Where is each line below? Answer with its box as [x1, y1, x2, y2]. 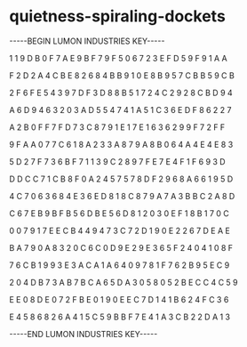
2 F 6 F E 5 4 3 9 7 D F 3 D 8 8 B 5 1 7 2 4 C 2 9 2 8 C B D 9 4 [9, 87, 233, 98]
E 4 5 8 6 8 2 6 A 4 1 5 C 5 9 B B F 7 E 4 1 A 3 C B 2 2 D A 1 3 [9, 311, 231, 322]
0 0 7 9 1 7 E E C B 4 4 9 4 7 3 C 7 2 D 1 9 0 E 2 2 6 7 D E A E [9, 225, 231, 236]
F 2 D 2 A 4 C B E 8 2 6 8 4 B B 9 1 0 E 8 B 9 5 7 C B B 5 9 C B [9, 69, 235, 81]
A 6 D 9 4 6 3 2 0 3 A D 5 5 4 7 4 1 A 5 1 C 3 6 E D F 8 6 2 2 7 [9, 104, 232, 115]
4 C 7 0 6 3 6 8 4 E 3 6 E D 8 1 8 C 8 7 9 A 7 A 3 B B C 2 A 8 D [9, 190, 235, 201]
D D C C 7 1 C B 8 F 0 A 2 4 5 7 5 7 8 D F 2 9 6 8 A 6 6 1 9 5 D [9, 173, 234, 184]
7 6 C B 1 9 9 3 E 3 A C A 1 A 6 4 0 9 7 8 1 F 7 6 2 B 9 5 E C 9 [9, 260, 230, 270]
